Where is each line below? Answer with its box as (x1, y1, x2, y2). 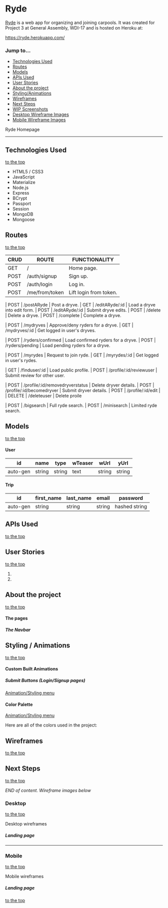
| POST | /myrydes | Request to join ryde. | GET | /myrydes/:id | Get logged (5, 352, 159, 358)
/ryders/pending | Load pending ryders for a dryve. (5, 342, 110, 348)
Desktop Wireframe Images (12, 111, 69, 117)
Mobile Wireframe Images (12, 117, 66, 123)
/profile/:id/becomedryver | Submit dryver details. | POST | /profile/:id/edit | (5, 387, 160, 393)
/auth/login (26, 280, 52, 287)
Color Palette (5, 701, 33, 707)
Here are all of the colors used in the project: (5, 722, 97, 728)
